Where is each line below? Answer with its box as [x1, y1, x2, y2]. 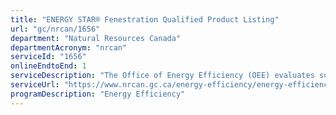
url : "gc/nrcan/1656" [10, 24, 101, 34]
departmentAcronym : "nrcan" [10, 42, 128, 53]
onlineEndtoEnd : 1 [10, 61, 87, 71]
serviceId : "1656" [10, 52, 87, 62]
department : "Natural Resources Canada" [10, 33, 182, 43]
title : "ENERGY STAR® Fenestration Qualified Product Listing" [10, 14, 280, 25]
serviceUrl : [10, 80, 60, 90]
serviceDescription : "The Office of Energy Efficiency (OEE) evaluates [10, 71, 315, 81]
